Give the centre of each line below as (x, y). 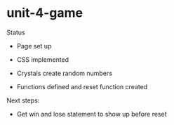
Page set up (34, 46)
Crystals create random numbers (65, 73)
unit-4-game (45, 13)
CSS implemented (43, 59)
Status (16, 32)
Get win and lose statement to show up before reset (92, 114)
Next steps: (23, 100)
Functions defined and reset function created (82, 86)
